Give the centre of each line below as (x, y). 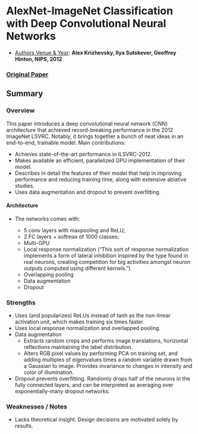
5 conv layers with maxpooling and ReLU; (75, 230)
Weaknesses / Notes (37, 407)
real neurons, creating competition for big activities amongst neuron (107, 262)
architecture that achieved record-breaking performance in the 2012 (90, 130)
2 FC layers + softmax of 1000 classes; (71, 237)
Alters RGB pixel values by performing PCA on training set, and (101, 353)
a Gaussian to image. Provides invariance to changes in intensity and (108, 366)
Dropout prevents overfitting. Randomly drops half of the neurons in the (102, 379)
